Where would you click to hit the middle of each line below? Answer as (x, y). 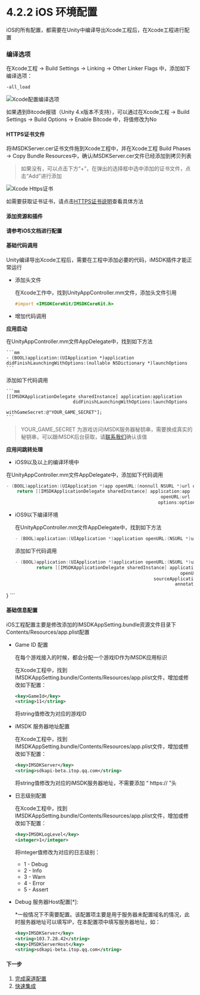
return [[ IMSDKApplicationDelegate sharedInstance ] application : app (104, 492)
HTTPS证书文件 (26, 134)
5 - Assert (36, 889)
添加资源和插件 (24, 216)
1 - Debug (36, 864)
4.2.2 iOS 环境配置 (52, 12)
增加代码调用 (30, 316)
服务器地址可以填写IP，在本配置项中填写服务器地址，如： (90, 922)
